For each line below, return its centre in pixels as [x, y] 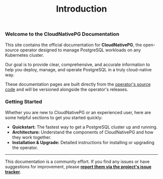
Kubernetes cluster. [24, 55]
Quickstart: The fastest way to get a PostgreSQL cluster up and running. [85, 127]
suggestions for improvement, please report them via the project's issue [78, 166]
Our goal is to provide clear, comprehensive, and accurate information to [78, 65]
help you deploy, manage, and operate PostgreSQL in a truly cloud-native [78, 69]
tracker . [13, 172]
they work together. [32, 137]
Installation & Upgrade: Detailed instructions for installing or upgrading [83, 142]
